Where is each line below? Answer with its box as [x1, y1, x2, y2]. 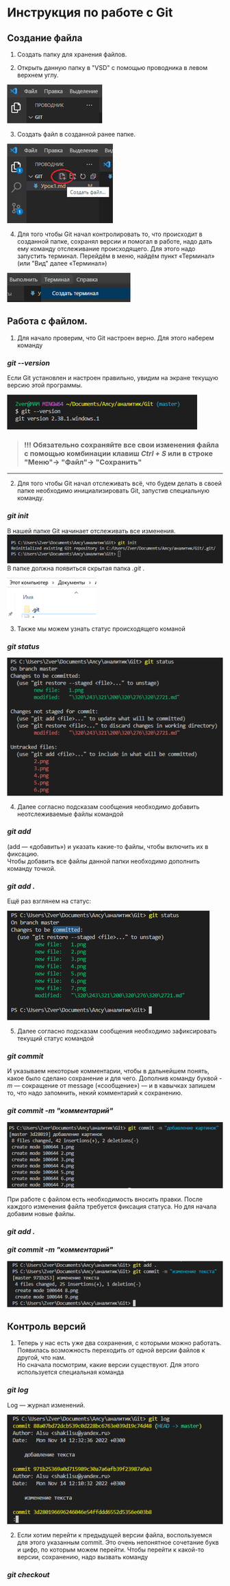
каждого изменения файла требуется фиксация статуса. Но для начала [7, 1202, 217, 1211]
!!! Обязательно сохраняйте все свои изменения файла [23, 441, 219, 450]
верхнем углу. [16, 71, 59, 79]
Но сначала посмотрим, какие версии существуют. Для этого [16, 1361, 200, 1369]
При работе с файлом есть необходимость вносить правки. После [7, 1195, 203, 1203]
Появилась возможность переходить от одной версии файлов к [16, 1346, 205, 1355]
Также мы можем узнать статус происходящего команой [16, 625, 186, 633]
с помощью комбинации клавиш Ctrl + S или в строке [23, 449, 214, 458]
